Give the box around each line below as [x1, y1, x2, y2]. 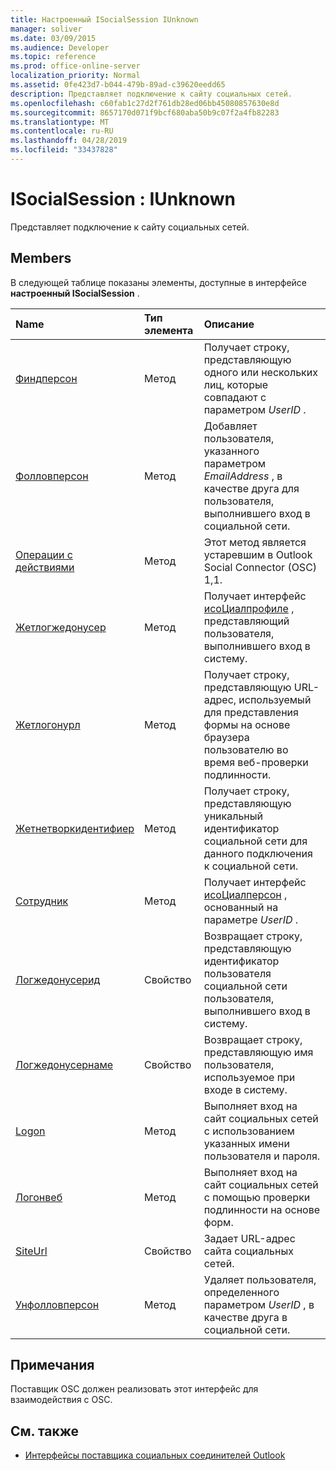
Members [10, 250, 72, 267]
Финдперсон [15, 371, 78, 385]
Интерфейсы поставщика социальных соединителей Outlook [24, 1449, 286, 1461]
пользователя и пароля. [203, 1149, 321, 1163]
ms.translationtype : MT [10, 117, 110, 127]
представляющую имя [203, 1045, 314, 1059]
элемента [144, 323, 194, 337]
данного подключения [203, 846, 313, 860]
